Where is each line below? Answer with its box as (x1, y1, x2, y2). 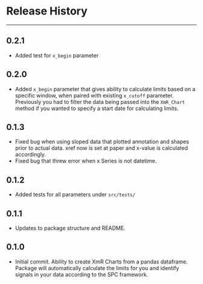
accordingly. (14, 151, 47, 158)
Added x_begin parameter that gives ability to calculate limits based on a (14, 85, 196, 92)
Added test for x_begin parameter (14, 51, 99, 59)
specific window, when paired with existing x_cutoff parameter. (14, 92, 174, 99)
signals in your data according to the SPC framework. (14, 271, 149, 278)
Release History (6, 4, 88, 18)
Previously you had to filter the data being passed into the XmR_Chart (14, 98, 185, 105)
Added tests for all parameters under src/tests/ (14, 191, 136, 198)
